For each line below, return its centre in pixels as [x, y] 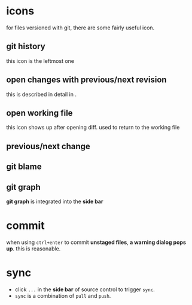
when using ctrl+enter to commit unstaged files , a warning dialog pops [96, 242]
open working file [39, 113]
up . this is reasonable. [33, 248]
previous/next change [48, 146]
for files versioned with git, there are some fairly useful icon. [80, 28]
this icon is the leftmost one [40, 61]
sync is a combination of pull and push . [63, 295]
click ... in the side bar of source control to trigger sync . [85, 289]
